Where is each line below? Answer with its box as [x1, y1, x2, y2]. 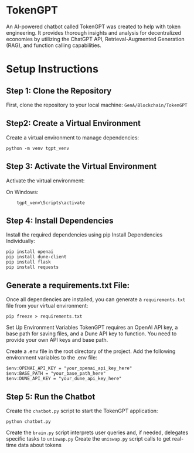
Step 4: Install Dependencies [6, 215, 114, 225]
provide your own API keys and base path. [6, 337, 108, 344]
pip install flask [6, 259, 51, 265]
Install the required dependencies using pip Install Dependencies [6, 231, 163, 238]
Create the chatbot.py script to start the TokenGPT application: [6, 407, 158, 414]
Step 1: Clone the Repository [6, 86, 112, 96]
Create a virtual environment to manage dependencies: [6, 134, 139, 141]
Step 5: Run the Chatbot [6, 392, 96, 402]
